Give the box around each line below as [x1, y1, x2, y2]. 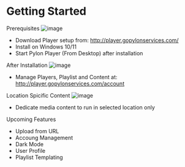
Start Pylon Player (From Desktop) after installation [15, 49, 143, 56]
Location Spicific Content [6, 91, 70, 99]
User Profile [15, 147, 46, 154]
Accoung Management [15, 134, 74, 141]
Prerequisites [6, 25, 40, 32]
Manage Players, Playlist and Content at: [15, 73, 118, 80]
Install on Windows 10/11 [15, 43, 77, 50]
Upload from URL [15, 127, 59, 134]
